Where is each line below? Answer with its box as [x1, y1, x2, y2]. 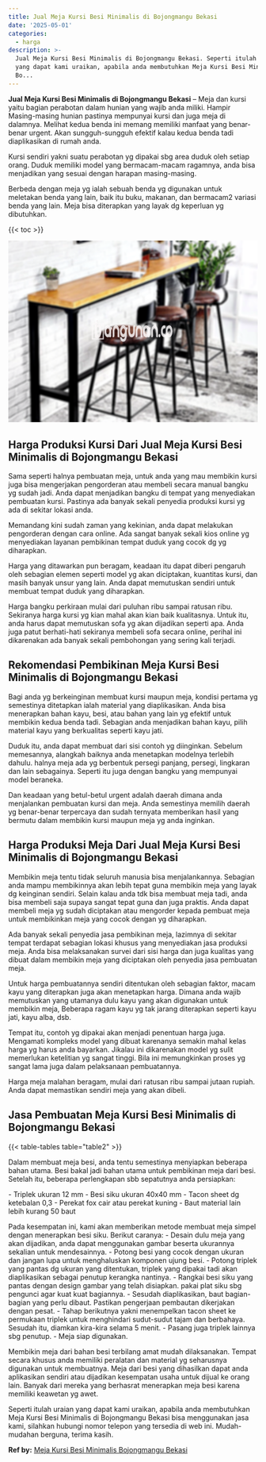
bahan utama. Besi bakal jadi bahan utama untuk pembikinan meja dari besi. [8, 1165, 256, 1175]
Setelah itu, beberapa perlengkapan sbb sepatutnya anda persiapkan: [8, 1174, 236, 1183]
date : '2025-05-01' [8, 21, 73, 29]
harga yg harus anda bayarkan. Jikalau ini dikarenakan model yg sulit [8, 1045, 234, 1054]
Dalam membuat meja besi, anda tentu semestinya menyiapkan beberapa [8, 1157, 248, 1167]
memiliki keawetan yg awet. [8, 1389, 99, 1399]
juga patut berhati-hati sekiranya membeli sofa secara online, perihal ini [8, 627, 242, 637]
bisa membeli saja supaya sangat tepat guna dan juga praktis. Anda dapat [8, 897, 249, 906]
